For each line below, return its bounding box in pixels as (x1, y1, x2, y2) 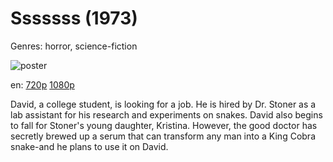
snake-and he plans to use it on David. (10, 140, 169, 152)
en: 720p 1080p (10, 78, 75, 91)
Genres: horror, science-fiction (10, 40, 138, 52)
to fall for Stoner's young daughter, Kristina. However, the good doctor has (10, 119, 318, 131)
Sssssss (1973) (10, 7, 138, 30)
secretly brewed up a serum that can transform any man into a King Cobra (10, 130, 316, 142)
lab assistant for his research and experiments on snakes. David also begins (10, 108, 323, 121)
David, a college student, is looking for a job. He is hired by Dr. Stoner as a (10, 98, 317, 110)
